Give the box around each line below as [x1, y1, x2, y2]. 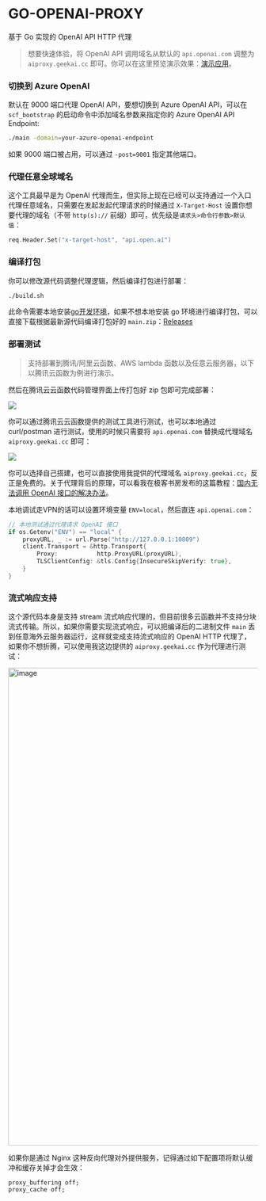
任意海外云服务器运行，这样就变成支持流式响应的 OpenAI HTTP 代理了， [14, 631, 252, 642]
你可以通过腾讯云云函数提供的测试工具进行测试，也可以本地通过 [8, 417, 216, 426]
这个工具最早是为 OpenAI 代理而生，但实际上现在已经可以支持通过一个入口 [8, 191, 252, 200]
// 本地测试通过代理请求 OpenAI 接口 [8, 520, 119, 528]
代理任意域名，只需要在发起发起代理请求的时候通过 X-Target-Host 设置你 [8, 200, 245, 210]
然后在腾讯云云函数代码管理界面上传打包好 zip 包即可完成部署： [8, 385, 216, 395]
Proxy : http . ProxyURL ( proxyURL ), [36, 550, 182, 559]
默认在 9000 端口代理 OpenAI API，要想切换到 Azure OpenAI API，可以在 [8, 100, 248, 109]
